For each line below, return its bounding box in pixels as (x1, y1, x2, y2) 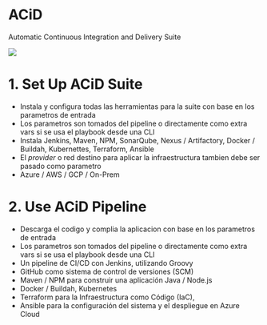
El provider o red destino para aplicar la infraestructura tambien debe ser (19, 152, 261, 162)
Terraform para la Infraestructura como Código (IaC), (19, 292, 195, 302)
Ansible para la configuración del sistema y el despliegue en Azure (19, 300, 240, 310)
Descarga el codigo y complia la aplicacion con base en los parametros (19, 224, 256, 234)
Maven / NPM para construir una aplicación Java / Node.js (19, 275, 213, 285)
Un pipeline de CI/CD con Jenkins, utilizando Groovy (19, 258, 193, 267)
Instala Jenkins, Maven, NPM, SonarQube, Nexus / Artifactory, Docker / (19, 135, 256, 145)
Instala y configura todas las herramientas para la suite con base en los (19, 102, 255, 111)
